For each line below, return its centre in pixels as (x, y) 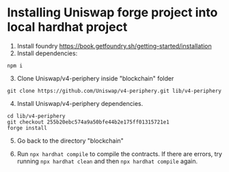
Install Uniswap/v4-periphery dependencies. (80, 103)
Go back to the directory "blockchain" (70, 141)
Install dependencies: (47, 53)
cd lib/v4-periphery (37, 116)
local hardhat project (67, 27)
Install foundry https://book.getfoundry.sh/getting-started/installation (114, 46)
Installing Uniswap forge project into (112, 13)
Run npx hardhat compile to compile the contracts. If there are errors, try (119, 154)
